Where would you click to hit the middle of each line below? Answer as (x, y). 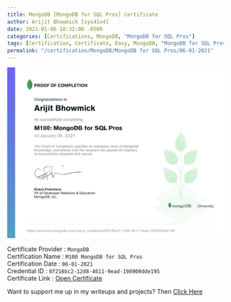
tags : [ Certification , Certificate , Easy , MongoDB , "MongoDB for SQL (109, 44)
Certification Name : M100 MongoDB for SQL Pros (75, 257)
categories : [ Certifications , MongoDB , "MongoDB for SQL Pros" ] (101, 36)
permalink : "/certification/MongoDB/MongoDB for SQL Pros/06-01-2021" (110, 51)
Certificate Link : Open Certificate (55, 279)
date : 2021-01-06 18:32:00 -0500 (55, 29)
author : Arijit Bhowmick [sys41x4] (58, 22)
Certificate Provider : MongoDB (48, 249)
